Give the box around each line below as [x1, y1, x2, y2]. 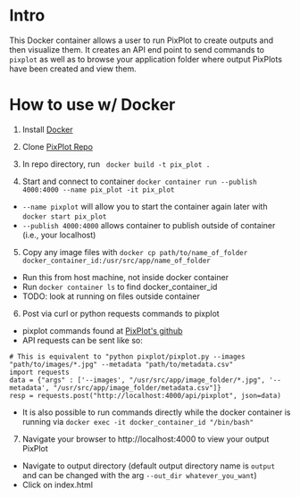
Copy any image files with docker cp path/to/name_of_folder [21, 246, 248, 257]
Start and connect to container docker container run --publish [21, 176, 257, 186]
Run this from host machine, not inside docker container [21, 271, 229, 282]
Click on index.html [21, 479, 94, 490]
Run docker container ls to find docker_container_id [21, 281, 218, 292]
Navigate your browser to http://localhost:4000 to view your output [21, 434, 270, 444]
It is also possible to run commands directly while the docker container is [21, 407, 291, 418]
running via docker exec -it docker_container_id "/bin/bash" [21, 416, 254, 427]
